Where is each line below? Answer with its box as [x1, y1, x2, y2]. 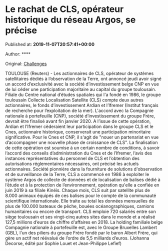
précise [5, 25, 37, 36]
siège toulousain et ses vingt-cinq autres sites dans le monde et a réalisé [5, 213, 155, 219]
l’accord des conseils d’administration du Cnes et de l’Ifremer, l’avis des [5, 150, 152, 156]
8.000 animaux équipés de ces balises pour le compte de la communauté [5, 192, 156, 198]
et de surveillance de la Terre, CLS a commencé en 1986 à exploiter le [5, 171, 149, 177]
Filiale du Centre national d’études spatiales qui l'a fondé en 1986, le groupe [5, 91, 161, 97]
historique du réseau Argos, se [5, 14, 136, 25]
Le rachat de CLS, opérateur [5, 3, 124, 15]
